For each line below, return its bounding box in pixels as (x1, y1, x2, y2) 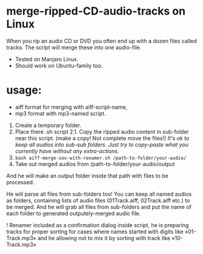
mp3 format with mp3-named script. (15, 109, 106, 117)
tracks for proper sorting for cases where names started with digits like (6, 228, 184, 235)
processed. (6, 178, 35, 186)
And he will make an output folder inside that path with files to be (6, 172, 168, 179)
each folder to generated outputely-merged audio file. (6, 210, 141, 217)
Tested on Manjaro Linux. (15, 55, 79, 63)
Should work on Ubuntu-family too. (15, 62, 103, 69)
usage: (6, 83, 42, 97)
